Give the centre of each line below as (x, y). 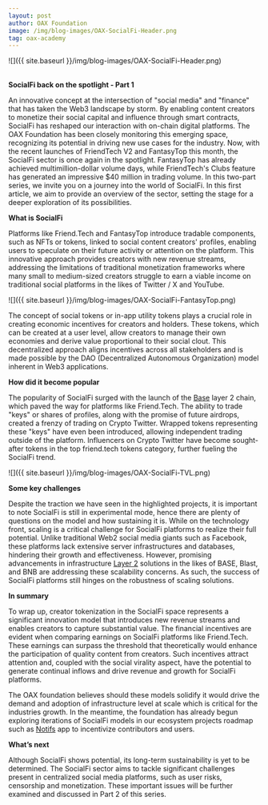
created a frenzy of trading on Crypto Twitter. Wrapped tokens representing (133, 423)
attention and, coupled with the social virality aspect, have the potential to (130, 662)
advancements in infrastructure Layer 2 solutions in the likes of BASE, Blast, (133, 563)
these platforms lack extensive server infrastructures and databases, (122, 546)
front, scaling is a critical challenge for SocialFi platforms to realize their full (132, 529)
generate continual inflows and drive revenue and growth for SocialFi (122, 671)
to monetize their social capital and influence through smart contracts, (124, 118)
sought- (245, 441)
